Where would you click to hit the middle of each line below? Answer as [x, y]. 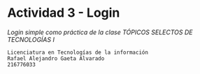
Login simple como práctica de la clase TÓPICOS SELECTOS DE [100, 32]
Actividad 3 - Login [64, 13]
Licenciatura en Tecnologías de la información [78, 52]
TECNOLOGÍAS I [31, 39]
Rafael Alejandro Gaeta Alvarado [56, 58]
